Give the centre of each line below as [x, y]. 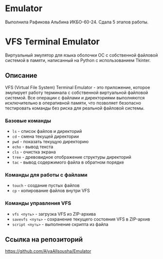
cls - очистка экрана [34, 152]
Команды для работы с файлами [46, 175]
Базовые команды [28, 121]
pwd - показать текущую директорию [50, 141]
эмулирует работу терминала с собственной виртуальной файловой [77, 92]
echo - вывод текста [33, 147]
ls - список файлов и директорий [47, 131]
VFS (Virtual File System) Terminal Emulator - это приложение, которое [78, 87]
